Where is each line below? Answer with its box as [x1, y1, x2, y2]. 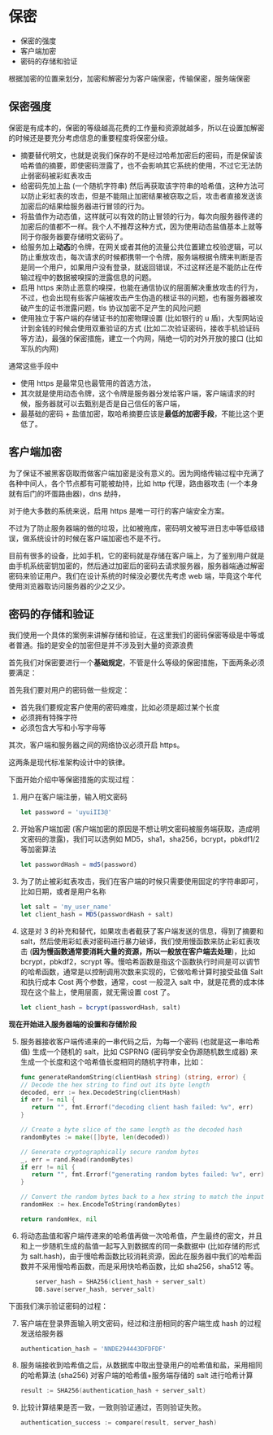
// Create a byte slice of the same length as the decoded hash [19, 1126, 243, 1134]
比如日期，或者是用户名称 [19, 886, 106, 896]
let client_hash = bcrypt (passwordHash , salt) [19, 1003, 181, 1012]
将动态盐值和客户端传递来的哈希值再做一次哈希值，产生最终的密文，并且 [19, 1231, 262, 1240]
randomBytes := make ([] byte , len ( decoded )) [19, 1133, 171, 1141]
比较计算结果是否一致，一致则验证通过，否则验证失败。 [19, 1402, 206, 1412]
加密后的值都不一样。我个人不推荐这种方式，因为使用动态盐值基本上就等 [19, 221, 262, 231]
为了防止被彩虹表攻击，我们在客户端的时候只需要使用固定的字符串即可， [19, 877, 262, 886]
